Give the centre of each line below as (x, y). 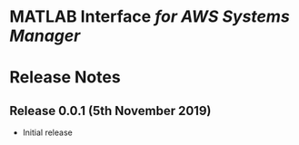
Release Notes (65, 77)
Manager (45, 36)
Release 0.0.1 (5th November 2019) (110, 111)
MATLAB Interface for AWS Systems (150, 17)
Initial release (47, 132)
